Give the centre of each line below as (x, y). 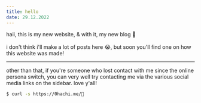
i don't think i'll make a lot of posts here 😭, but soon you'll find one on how (99, 47)
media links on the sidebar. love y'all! (52, 83)
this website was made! (35, 53)
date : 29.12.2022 (28, 17)
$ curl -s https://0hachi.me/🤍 (45, 94)
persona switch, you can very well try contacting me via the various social (98, 77)
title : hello (22, 12)
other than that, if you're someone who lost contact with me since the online (100, 70)
